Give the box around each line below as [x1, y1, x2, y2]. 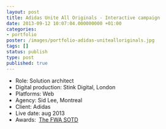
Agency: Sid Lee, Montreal [15, 96, 83, 104]
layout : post [6, 9, 40, 15]
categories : [6, 26, 37, 32]
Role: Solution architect [15, 77, 74, 84]
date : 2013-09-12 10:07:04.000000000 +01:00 [6, 20, 122, 26]
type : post [6, 54, 34, 61]
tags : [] [6, 43, 29, 50]
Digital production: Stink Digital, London [15, 83, 116, 90]
